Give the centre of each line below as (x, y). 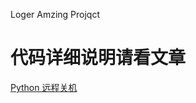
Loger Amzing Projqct (55, 14)
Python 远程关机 (44, 87)
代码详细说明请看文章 (98, 58)
